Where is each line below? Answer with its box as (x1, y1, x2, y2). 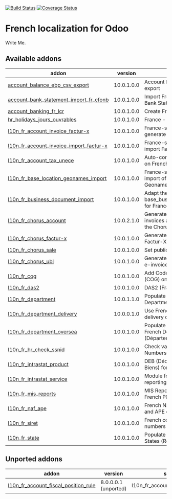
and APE (144, 408, 165, 415)
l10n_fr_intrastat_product (8, 360, 69, 368)
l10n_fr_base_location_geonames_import (8, 174, 107, 182)
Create (144, 107, 161, 115)
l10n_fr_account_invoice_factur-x (8, 127, 90, 134)
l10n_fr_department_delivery (8, 310, 77, 317)
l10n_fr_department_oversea (8, 328, 77, 335)
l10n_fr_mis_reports (8, 390, 56, 397)
